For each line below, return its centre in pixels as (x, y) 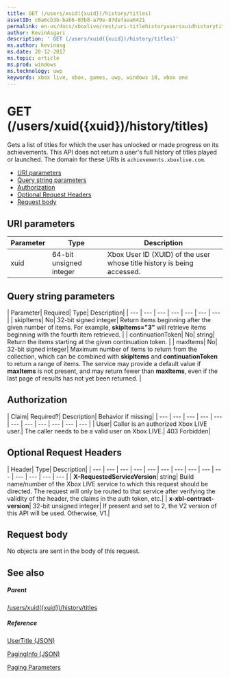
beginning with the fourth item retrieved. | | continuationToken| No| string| (111, 335)
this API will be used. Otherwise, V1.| (59, 513)
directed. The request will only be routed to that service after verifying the (111, 491)
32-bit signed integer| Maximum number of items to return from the (102, 349)
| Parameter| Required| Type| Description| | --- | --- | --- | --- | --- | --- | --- (114, 313)
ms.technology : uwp (35, 71)
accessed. (124, 272)
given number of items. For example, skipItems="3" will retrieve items (107, 327)
